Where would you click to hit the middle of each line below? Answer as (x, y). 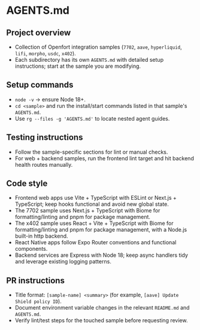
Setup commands (40, 85)
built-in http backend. (41, 236)
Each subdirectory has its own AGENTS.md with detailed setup (89, 60)
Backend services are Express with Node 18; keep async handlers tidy (101, 255)
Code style (27, 184)
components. (31, 249)
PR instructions (35, 280)
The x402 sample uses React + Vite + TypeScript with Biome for (94, 223)
